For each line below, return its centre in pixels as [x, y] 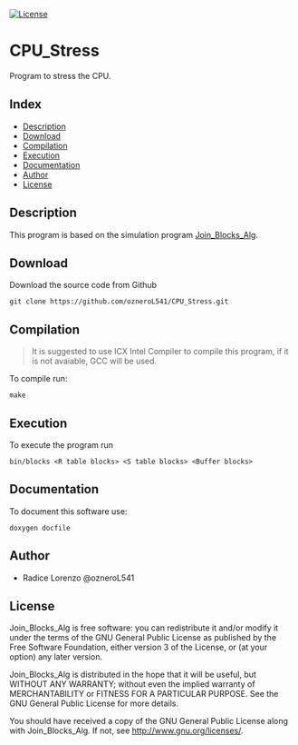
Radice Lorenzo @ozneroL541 [78, 578]
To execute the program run [62, 445]
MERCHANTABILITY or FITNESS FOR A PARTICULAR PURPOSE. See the [144, 694]
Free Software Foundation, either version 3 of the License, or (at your [139, 647]
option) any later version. [56, 657]
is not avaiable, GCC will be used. [94, 361]
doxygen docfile [40, 528]
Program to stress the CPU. [60, 75]
